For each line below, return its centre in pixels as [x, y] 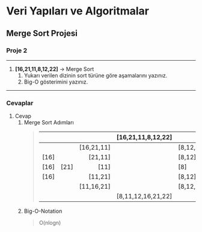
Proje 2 [17, 50]
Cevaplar [20, 103]
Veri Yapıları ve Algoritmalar [78, 11]
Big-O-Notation [43, 211]
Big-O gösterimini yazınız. [56, 82]
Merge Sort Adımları [49, 123]
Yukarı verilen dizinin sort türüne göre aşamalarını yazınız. [96, 75]
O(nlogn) [50, 223]
